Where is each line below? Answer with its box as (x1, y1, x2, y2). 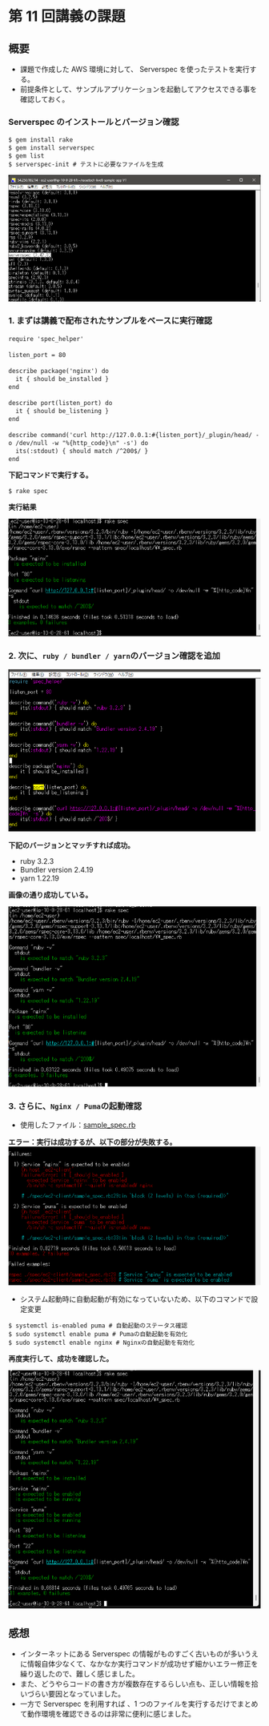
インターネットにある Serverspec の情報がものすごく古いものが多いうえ (19, 1648, 259, 1658)
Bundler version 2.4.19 (19, 865, 94, 875)
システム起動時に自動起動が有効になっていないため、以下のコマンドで (19, 1294, 251, 1304)
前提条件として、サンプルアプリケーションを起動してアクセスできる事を (19, 85, 258, 94)
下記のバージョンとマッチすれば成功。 (8, 841, 134, 850)
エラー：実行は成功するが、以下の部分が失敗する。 (8, 1137, 177, 1146)
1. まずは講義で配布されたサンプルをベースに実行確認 (8, 315, 213, 327)
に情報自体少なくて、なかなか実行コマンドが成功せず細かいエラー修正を (19, 1659, 259, 1668)
